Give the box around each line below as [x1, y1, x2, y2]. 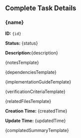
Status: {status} [5, 40, 38, 46]
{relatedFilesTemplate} [5, 98, 51, 104]
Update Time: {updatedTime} [5, 117, 66, 123]
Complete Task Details [5, 4, 77, 12]
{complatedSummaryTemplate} [5, 127, 69, 133]
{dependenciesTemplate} [5, 69, 57, 75]
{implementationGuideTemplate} [5, 78, 71, 84]
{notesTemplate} [5, 59, 39, 65]
